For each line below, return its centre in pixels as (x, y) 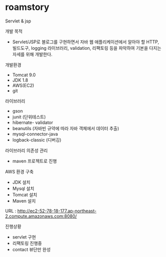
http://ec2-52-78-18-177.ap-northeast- (57, 211)
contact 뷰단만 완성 (31, 249)
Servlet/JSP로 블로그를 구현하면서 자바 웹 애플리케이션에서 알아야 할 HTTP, (85, 42)
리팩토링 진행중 (27, 243)
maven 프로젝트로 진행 (35, 161)
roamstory (27, 7)
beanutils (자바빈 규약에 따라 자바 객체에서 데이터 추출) (66, 128)
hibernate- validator (33, 122)
